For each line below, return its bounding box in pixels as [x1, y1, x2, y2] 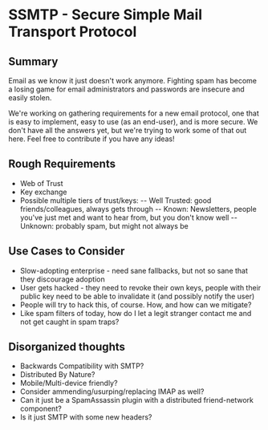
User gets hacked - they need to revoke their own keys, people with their [19, 282, 262, 292]
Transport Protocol [8, 22, 137, 41]
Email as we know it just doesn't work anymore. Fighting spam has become [8, 76, 258, 85]
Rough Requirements [8, 157, 116, 171]
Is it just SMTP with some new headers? [19, 412, 152, 422]
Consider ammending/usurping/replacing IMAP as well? [19, 387, 205, 396]
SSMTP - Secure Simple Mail [8, 6, 203, 24]
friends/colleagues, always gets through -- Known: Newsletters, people [19, 204, 257, 213]
